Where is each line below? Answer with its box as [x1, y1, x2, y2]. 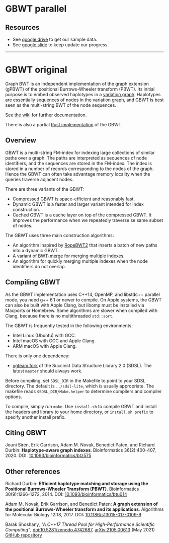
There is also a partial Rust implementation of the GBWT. [5, 121, 123, 127]
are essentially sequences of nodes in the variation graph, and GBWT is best [5, 97, 164, 103]
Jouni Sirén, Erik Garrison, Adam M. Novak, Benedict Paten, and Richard [5, 442, 155, 448]
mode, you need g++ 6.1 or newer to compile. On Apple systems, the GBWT [5, 296, 162, 302]
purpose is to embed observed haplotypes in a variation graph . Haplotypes [5, 91, 161, 97]
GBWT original [5, 64, 67, 75]
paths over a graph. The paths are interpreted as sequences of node [5, 154, 147, 161]
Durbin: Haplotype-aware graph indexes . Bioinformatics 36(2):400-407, [5, 447, 156, 453]
